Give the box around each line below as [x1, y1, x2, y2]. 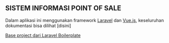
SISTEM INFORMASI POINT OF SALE [5, 4, 121, 12]
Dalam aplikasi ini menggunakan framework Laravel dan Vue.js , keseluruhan [5, 17, 164, 23]
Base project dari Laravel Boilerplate [5, 32, 81, 38]
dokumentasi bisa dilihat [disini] [5, 22, 71, 28]
